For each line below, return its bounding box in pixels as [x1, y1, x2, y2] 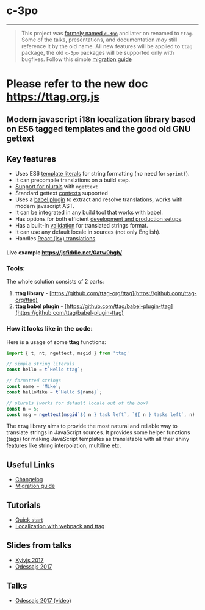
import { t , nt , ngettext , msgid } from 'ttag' [6, 350, 130, 356]
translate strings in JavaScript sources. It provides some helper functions [6, 429, 190, 436]
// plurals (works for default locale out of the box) [6, 400, 149, 406]
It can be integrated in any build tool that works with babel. [15, 209, 163, 217]
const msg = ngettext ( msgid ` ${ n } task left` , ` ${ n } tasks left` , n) [6, 411, 195, 418]
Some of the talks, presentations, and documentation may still [21, 36, 178, 43]
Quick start [15, 516, 43, 523]
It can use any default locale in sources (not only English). [15, 228, 161, 235]
